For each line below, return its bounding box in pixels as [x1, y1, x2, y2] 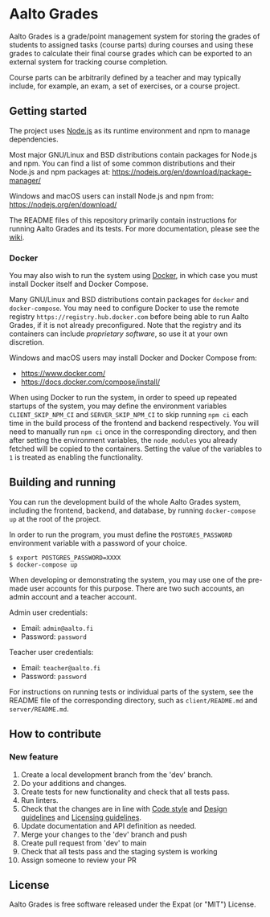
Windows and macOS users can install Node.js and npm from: [9, 190, 215, 201]
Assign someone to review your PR [20, 855, 137, 865]
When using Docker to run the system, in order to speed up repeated [9, 393, 237, 403]
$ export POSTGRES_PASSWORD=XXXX [9, 554, 121, 562]
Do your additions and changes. [20, 778, 127, 788]
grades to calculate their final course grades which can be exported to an [9, 48, 252, 58]
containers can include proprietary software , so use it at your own [9, 329, 228, 338]
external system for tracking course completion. [9, 57, 168, 67]
